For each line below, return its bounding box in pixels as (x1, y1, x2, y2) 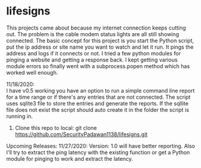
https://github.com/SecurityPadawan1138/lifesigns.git (14, 131, 148, 138)
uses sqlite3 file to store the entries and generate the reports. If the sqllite (6, 99, 189, 107)
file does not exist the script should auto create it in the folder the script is (6, 106, 190, 113)
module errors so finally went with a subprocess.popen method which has (6, 62, 190, 70)
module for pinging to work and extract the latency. (6, 155, 134, 162)
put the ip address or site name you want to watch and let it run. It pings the (6, 43, 194, 51)
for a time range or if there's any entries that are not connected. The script (6, 93, 191, 101)
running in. (6, 113, 33, 120)
